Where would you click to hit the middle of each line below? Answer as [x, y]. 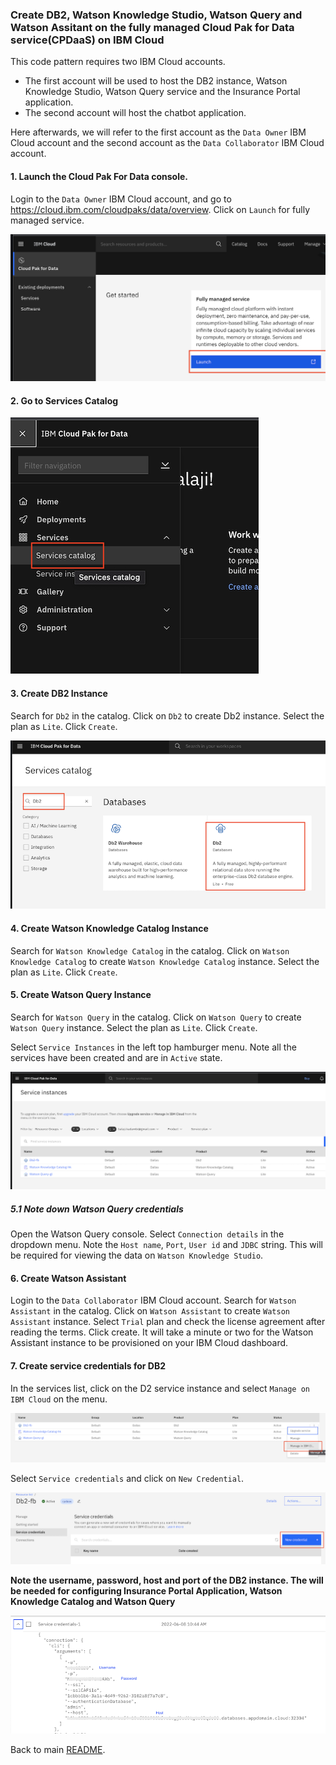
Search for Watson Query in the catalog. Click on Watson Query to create [156, 1017]
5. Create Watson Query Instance [81, 995]
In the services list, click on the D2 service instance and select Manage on [160, 1388]
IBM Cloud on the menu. [59, 1399]
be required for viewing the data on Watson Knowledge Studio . [137, 1255]
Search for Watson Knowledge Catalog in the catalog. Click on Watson [150, 950]
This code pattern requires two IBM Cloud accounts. [118, 62]
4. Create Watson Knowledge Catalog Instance [109, 928]
